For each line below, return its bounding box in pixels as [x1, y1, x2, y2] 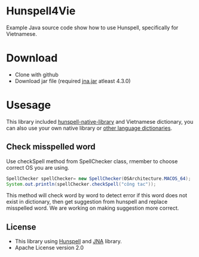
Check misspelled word [6, 142, 96, 152]
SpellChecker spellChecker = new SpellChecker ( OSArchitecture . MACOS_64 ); [6, 175, 191, 182]
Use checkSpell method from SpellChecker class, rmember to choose [6, 157, 178, 165]
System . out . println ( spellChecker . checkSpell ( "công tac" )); [6, 181, 157, 187]
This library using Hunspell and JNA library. [14, 238, 123, 245]
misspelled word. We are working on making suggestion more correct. [6, 204, 179, 212]
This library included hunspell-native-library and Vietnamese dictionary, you [6, 118, 194, 125]
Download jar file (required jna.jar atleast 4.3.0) [14, 77, 131, 84]
